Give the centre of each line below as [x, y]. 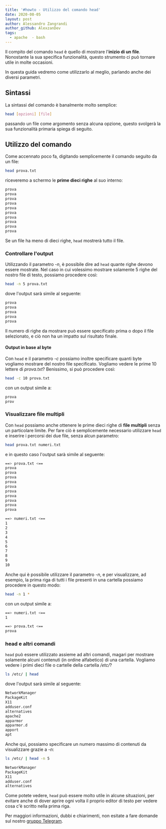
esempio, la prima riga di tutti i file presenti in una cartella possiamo [74, 580]
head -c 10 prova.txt [28, 378]
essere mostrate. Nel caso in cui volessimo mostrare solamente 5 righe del [81, 270]
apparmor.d [16, 725]
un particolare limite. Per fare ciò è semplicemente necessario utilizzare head [83, 430]
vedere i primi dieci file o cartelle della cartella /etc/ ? [59, 665]
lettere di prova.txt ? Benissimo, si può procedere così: [60, 369]
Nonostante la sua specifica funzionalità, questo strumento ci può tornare [80, 57]
